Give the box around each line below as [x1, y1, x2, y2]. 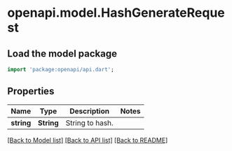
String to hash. [65, 117, 114, 127]
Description [69, 106, 110, 116]
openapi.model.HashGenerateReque [7, 5, 226, 21]
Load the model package [7, 48, 118, 59]
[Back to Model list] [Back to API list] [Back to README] [7, 136, 168, 144]
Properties [7, 85, 55, 97]
